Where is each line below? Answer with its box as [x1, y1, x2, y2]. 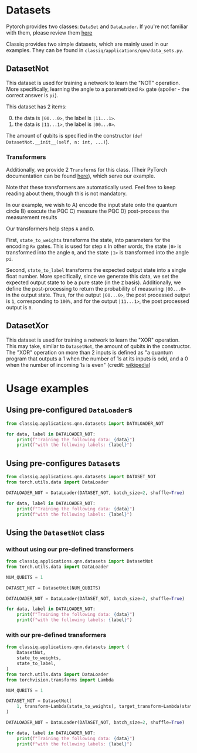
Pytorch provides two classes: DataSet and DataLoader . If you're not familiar [6, 23, 189, 30]
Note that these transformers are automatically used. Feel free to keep [6, 184, 176, 191]
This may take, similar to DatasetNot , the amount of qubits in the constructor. [6, 342, 191, 349]
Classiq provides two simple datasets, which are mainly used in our [6, 40, 169, 47]
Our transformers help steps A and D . [6, 225, 95, 232]
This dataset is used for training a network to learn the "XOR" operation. [6, 336, 180, 343]
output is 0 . [6, 304, 33, 311]
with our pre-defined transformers [6, 631, 107, 639]
